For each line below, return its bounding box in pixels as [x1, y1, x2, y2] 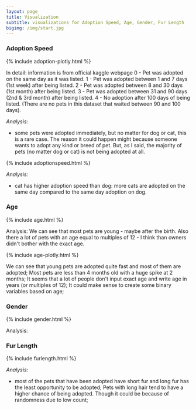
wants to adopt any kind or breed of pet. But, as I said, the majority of [14, 141, 183, 148]
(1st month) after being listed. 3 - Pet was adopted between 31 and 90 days [6, 87, 187, 94]
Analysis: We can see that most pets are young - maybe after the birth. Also [6, 227, 189, 235]
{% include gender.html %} [6, 316, 72, 323]
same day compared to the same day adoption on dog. [14, 188, 147, 195]
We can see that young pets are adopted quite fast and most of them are [6, 262, 181, 270]
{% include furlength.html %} [6, 355, 77, 362]
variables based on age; [6, 288, 64, 295]
